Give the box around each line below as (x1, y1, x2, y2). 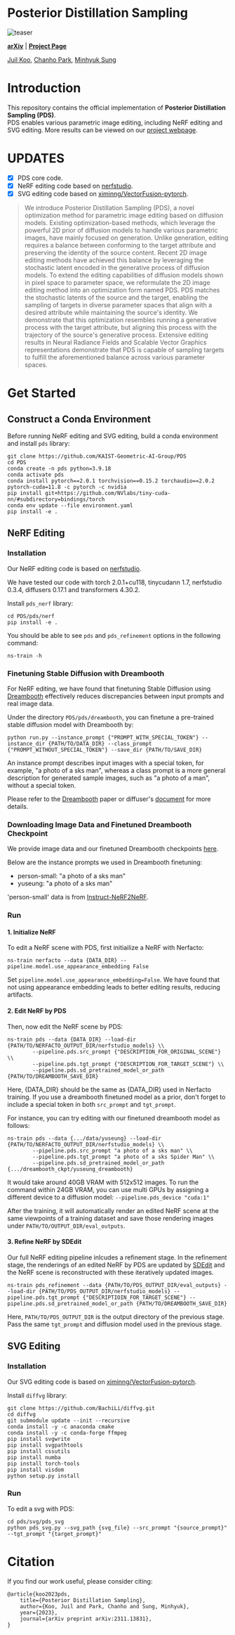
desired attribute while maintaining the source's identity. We (24, 308, 199, 316)
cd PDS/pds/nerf (7, 613, 55, 620)
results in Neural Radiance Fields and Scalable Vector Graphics (24, 338, 207, 346)
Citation (7, 1553, 55, 1570)
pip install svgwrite (7, 1435, 71, 1442)
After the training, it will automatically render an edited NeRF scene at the (7, 1206, 219, 1214)
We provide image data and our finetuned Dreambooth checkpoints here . (7, 845, 219, 853)
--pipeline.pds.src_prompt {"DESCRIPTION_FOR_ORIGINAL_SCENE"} (32, 1048, 221, 1056)
